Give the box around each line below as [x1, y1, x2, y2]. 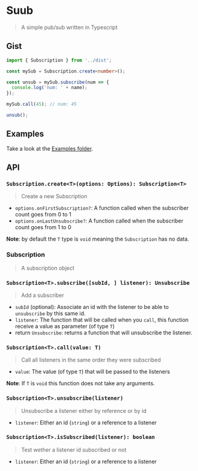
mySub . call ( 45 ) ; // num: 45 [6, 101, 77, 108]
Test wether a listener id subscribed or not [21, 446, 127, 453]
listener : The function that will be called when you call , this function [14, 316, 189, 323]
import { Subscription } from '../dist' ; [6, 57, 112, 63]
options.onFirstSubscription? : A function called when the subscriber [14, 204, 189, 212]
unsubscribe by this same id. [14, 310, 86, 317]
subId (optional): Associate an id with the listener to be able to [14, 303, 169, 310]
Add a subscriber [21, 291, 65, 299]
